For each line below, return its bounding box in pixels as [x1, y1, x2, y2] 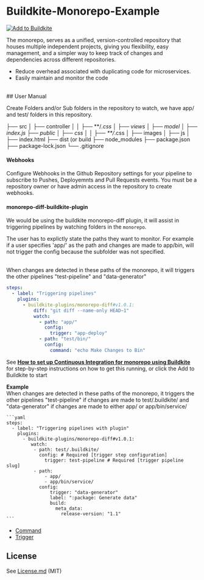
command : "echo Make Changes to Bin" [49, 347, 146, 353]
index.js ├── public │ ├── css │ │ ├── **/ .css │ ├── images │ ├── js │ [6, 129, 191, 136]
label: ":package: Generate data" [49, 494, 138, 501]
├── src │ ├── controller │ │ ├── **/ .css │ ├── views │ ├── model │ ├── [6, 122, 198, 130]
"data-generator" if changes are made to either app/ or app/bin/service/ [6, 402, 188, 410]
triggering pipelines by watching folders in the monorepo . [6, 223, 147, 230]
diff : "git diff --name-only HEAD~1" [33, 307, 130, 314]
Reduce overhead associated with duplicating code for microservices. [15, 67, 191, 75]
